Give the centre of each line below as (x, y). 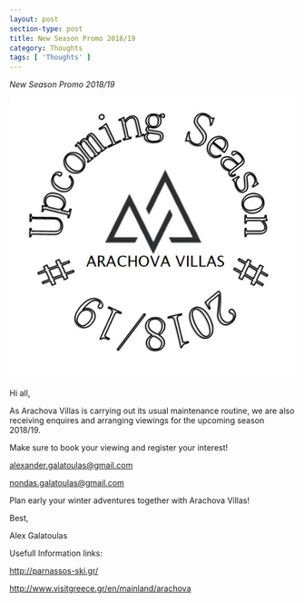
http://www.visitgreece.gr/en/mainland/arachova (101, 588)
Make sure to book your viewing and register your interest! (119, 447)
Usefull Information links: (56, 553)
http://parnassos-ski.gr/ (54, 570)
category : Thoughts (46, 48)
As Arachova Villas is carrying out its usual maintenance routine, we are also (152, 410)
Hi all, (20, 393)
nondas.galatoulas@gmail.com (67, 482)
